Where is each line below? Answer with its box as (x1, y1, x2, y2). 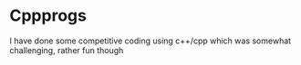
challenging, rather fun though (9, 44, 124, 55)
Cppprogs (9, 5, 87, 26)
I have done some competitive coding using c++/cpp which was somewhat (9, 35, 292, 46)
